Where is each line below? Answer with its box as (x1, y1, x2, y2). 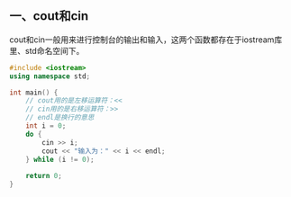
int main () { (9, 88, 59, 97)
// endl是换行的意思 (25, 113, 95, 122)
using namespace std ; (9, 71, 91, 81)
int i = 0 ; (25, 121, 67, 130)
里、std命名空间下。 (9, 45, 85, 56)
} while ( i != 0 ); (25, 155, 95, 164)
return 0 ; (25, 172, 63, 181)
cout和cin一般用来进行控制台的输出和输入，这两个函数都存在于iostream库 (9, 34, 283, 45)
